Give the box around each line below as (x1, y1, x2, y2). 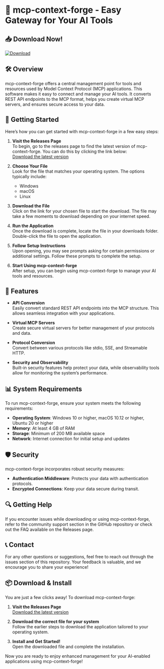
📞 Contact (5, 541, 34, 549)
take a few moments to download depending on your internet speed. (12, 213, 151, 219)
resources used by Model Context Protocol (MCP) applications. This (5, 86, 142, 92)
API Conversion (12, 300, 45, 306)
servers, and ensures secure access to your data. (5, 101, 105, 107)
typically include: (12, 173, 47, 179)
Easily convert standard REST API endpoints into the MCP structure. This (12, 305, 159, 311)
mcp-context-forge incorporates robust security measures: (5, 466, 125, 472)
